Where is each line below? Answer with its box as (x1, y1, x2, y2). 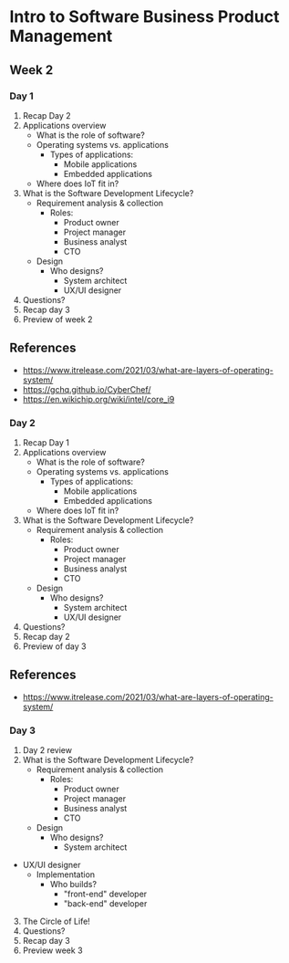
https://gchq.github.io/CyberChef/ (22, 383, 152, 394)
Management (9, 26, 113, 47)
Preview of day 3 (22, 641, 87, 652)
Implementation (36, 869, 96, 880)
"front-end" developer (63, 888, 148, 900)
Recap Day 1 (22, 436, 70, 448)
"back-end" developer (63, 898, 148, 909)
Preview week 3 (22, 945, 84, 956)
